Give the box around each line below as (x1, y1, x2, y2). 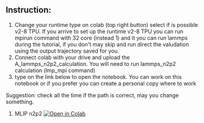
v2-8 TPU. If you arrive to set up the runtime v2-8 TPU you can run (14, 28, 184, 35)
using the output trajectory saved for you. (14, 47, 120, 54)
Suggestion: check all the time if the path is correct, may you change (5, 91, 179, 99)
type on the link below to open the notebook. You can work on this (14, 73, 182, 80)
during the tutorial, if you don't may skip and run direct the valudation (14, 40, 189, 48)
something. (5, 98, 34, 105)
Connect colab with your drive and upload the (14, 53, 130, 61)
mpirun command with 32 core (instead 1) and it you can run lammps (14, 34, 188, 42)
